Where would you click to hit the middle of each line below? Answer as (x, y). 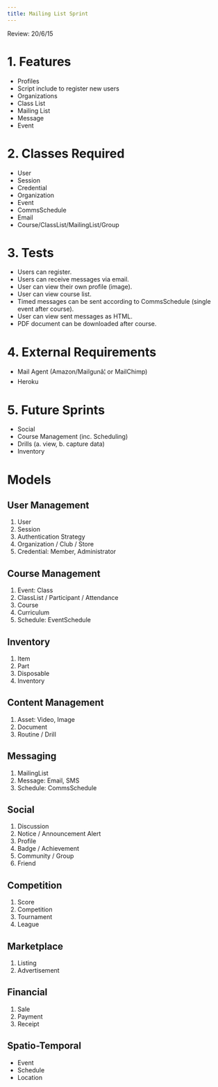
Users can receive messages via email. (73, 279)
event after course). (45, 309)
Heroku (28, 382)
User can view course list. (54, 294)
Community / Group (45, 856)
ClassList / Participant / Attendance (68, 598)
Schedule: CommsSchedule (57, 787)
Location (30, 1077)
